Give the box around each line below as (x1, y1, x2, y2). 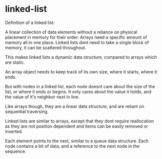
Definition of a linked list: (5, 20, 55, 25)
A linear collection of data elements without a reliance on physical (5, 29, 138, 35)
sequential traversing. (5, 109, 49, 114)
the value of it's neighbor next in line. (5, 94, 80, 100)
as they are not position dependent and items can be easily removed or (5, 123, 148, 129)
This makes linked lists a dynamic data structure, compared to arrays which (5, 54, 157, 60)
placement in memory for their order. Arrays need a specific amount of (5, 34, 147, 40)
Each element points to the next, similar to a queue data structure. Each (5, 138, 149, 144)
